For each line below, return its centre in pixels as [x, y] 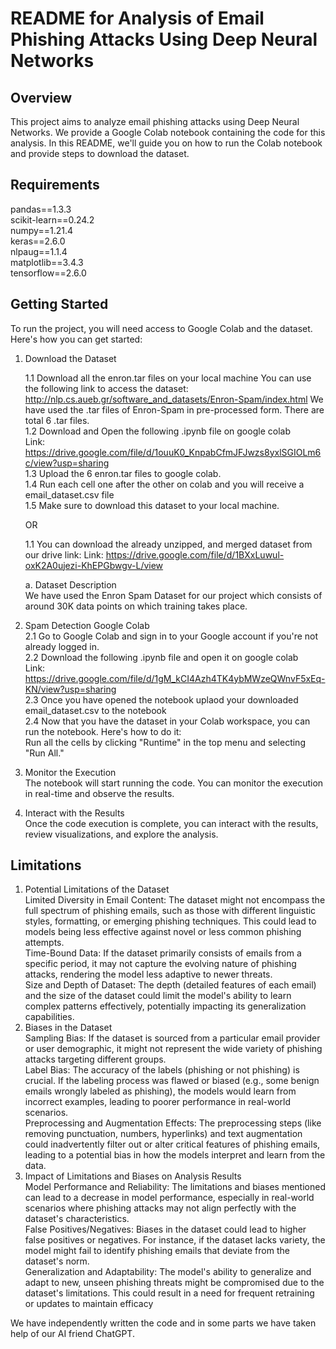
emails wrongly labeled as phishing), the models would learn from [160, 1091]
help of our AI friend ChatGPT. [72, 1334]
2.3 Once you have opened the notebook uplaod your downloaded [161, 699]
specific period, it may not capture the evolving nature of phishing [160, 964]
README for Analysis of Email [137, 18]
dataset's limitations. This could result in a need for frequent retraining [169, 1293]
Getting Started [59, 304]
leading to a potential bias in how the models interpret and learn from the [175, 1155]
